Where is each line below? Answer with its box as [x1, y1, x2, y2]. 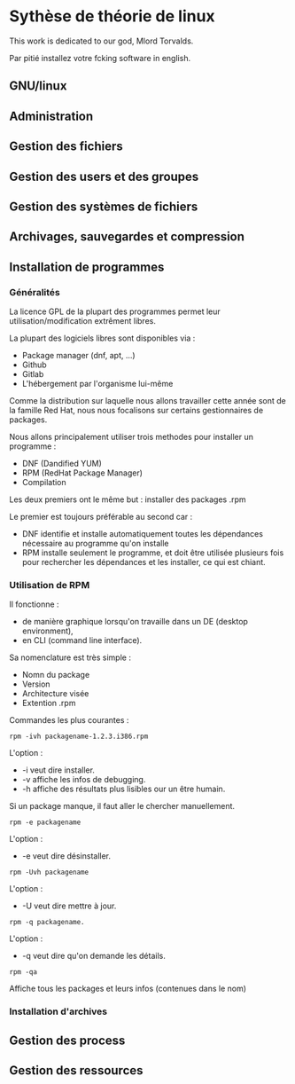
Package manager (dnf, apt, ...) [21, 350, 136, 360]
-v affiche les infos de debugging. [21, 774, 146, 785]
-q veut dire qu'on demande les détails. [21, 951, 166, 962]
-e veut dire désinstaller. [21, 851, 112, 861]
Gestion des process [9, 1033, 126, 1048]
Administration [9, 108, 94, 123]
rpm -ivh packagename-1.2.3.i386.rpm [9, 732, 149, 742]
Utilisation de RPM [9, 578, 90, 591]
